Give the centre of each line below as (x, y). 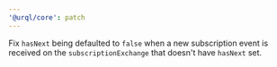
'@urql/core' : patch (47, 17)
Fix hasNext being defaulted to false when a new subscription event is (138, 43)
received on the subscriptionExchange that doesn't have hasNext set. (135, 52)
